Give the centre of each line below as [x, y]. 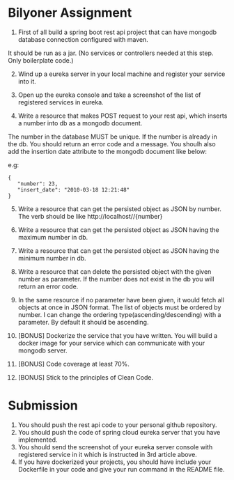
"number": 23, [38, 184]
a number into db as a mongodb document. [80, 123]
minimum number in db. [52, 258]
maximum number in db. [53, 237]
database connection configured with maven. [83, 39]
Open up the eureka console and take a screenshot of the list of [109, 95]
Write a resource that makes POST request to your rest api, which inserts [123, 116]
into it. [27, 81]
